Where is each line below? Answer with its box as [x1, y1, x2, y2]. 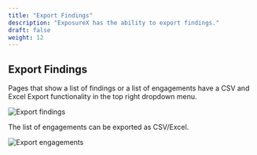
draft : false [8, 26, 51, 34]
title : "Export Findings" [8, 11, 93, 20]
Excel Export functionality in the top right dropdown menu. [8, 92, 197, 101]
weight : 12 [8, 33, 44, 42]
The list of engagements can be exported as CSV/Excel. [8, 123, 189, 132]
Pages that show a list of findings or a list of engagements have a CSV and [8, 83, 250, 93]
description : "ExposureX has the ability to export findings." [8, 19, 220, 27]
